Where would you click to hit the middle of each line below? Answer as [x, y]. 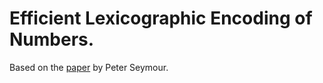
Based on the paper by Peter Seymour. [89, 67]
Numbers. [52, 39]
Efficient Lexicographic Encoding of [161, 18]
